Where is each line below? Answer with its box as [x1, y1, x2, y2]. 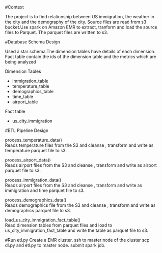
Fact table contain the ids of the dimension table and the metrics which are [5, 54, 157, 60]
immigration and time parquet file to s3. [5, 188, 85, 193]
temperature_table [12, 83, 50, 89]
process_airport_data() [5, 157, 51, 163]
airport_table [12, 99, 38, 105]
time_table [12, 94, 33, 99]
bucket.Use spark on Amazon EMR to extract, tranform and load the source [5, 24, 158, 30]
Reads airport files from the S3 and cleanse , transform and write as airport [5, 162, 157, 168]
